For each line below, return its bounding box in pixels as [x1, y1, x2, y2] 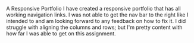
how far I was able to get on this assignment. [6, 30, 116, 37]
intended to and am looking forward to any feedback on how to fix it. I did [6, 18, 186, 24]
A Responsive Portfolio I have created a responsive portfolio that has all [6, 5, 181, 12]
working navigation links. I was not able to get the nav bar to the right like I [6, 11, 189, 18]
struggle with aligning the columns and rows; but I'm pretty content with [6, 24, 183, 31]
